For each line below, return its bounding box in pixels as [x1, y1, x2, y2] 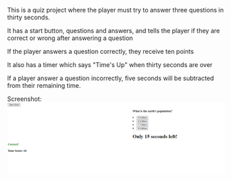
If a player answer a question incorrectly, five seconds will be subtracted [7, 74, 214, 82]
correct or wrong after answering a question [7, 34, 133, 42]
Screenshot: [7, 95, 42, 103]
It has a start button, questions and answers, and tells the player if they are [7, 27, 220, 35]
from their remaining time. [7, 82, 82, 89]
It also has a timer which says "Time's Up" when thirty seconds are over [7, 61, 213, 68]
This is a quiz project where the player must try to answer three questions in [7, 6, 224, 14]
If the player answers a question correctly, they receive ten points [7, 48, 194, 55]
